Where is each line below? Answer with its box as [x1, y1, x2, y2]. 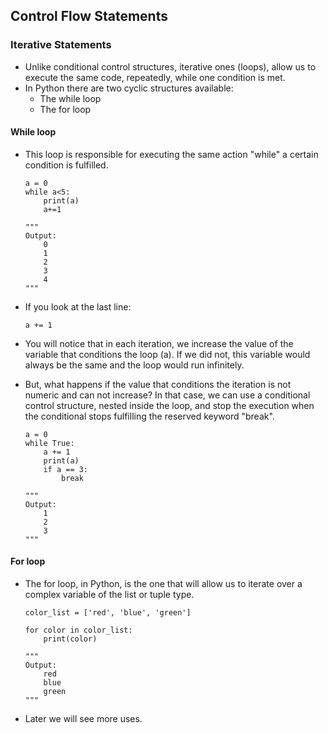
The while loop [39, 92, 102, 104]
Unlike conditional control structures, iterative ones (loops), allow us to [24, 60, 317, 73]
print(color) [43, 634, 98, 644]
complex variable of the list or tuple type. [24, 589, 195, 601]
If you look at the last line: [24, 300, 132, 313]
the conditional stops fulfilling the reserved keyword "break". [24, 410, 275, 422]
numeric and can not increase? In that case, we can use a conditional [24, 389, 311, 401]
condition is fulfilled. [24, 159, 109, 171]
